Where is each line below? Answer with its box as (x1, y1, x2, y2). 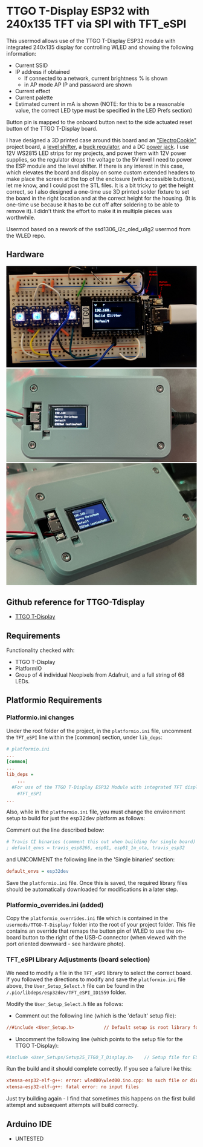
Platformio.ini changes (6, 713, 74, 721)
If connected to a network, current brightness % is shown (24, 74, 168, 82)
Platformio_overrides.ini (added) (6, 901, 104, 909)
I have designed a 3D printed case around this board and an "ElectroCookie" (6, 136, 197, 143)
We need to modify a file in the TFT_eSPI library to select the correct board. (6, 969, 192, 976)
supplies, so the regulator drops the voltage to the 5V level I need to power (6, 156, 192, 163)
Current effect (14, 87, 51, 94)
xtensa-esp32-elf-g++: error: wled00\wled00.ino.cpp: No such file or (6, 1077, 188, 1084)
